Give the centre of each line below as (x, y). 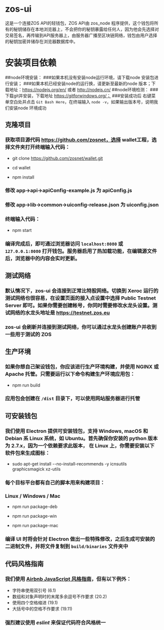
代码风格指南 (24, 564)
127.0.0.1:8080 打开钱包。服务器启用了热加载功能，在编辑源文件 (81, 251)
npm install (23, 177)
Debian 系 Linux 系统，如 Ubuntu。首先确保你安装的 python (76, 438)
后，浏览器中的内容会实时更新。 (43, 258)
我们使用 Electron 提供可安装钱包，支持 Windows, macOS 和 (77, 431)
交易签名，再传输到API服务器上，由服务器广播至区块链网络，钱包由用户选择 (81, 35)
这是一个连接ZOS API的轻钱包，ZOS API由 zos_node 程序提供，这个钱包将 (80, 23)
